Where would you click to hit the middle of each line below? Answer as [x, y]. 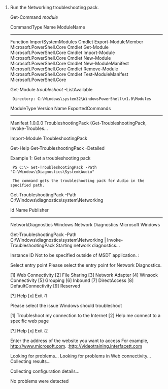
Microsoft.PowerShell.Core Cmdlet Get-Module [59, 47]
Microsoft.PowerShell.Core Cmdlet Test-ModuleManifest [69, 74]
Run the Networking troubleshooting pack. [54, 7]
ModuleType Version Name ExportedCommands [60, 108]
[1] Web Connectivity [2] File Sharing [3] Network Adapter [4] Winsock [84, 275]
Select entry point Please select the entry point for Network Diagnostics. [86, 265]
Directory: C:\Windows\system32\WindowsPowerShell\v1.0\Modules [82, 99]
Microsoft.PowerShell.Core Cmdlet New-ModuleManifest [70, 63]
